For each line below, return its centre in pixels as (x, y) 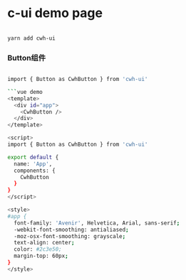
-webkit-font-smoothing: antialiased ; (72, 230)
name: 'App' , (33, 164)
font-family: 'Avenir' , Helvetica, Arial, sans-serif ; (97, 223)
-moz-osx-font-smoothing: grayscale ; (70, 236)
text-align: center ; (44, 243)
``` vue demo (25, 92)
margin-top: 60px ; (41, 256)
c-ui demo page (55, 13)
